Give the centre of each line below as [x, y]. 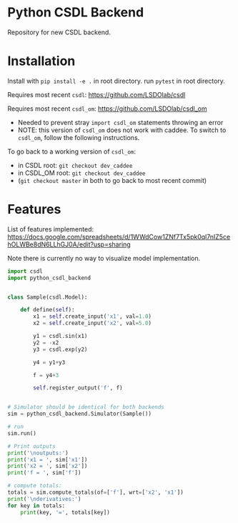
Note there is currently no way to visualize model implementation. [104, 258]
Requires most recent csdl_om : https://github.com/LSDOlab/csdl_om [107, 109]
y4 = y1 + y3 [49, 362]
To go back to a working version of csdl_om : [72, 151]
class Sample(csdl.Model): [48, 297]
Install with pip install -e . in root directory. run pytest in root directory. [116, 81]
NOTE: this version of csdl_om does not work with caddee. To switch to [122, 130]
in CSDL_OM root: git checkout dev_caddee [81, 173]
